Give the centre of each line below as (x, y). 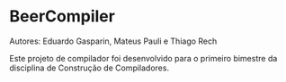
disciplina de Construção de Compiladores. (89, 68)
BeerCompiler (62, 16)
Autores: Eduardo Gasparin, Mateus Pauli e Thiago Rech (113, 41)
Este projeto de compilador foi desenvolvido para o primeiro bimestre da (143, 58)
